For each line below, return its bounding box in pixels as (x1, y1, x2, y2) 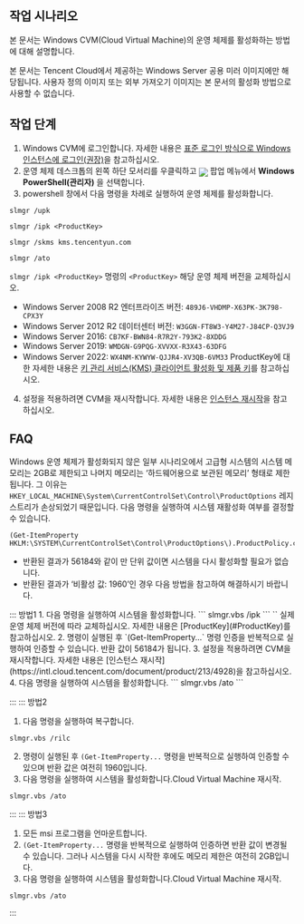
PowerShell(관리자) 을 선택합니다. (22, 176, 146, 188)
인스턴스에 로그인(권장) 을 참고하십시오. (22, 153, 160, 165)
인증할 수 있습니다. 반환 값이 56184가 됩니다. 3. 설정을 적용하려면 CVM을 (33, 643, 291, 655)
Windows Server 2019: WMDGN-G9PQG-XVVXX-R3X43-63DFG (22, 340, 227, 351)
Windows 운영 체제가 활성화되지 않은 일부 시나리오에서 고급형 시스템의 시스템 (9, 456, 283, 467)
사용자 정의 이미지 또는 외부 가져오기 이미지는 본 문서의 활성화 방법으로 (43, 76, 292, 87)
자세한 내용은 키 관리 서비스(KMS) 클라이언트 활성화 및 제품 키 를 (32, 362, 259, 374)
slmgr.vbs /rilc (9, 734, 71, 744)
